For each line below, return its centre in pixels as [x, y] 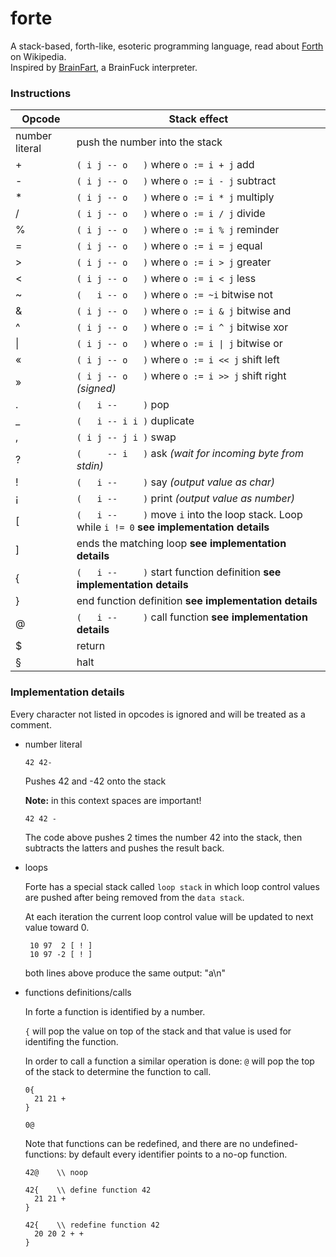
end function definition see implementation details [197, 601]
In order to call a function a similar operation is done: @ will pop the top [169, 1061]
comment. [31, 724]
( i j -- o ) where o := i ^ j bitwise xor [182, 327]
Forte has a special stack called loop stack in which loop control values [172, 886]
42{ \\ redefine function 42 [92, 1225]
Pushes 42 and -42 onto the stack [95, 781]
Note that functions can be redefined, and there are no [137, 1143]
